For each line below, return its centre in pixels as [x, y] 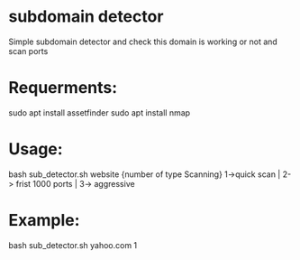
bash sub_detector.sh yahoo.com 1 [73, 245]
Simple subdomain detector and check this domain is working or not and [143, 42]
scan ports [28, 51]
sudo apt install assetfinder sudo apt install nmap [100, 112]
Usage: [36, 149]
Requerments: [63, 88]
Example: [44, 220]
